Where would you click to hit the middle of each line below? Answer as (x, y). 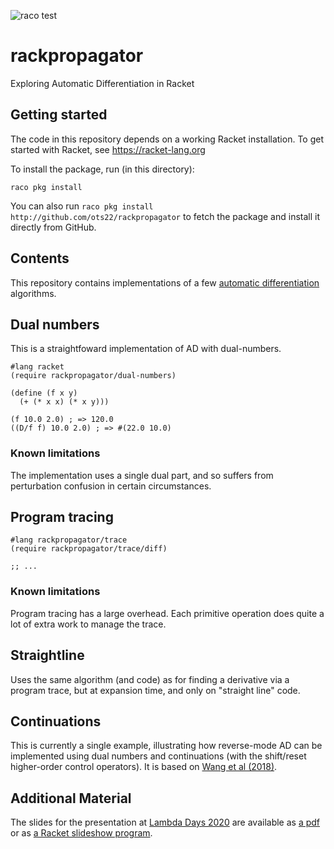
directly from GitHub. (53, 227)
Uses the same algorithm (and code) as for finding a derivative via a (150, 679)
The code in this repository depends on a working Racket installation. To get (167, 139)
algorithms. (33, 293)
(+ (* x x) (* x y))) (64, 402)
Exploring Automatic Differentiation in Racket (102, 83)
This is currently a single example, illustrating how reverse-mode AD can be (166, 746)
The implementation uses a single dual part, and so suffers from (142, 475)
